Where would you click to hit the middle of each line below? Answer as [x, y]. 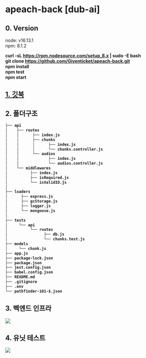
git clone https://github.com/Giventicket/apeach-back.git [68, 61]
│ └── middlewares [28, 168]
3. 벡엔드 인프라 [28, 308]
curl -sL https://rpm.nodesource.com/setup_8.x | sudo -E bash [73, 56]
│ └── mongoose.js [30, 211]
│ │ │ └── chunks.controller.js [54, 149]
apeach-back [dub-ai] [53, 9]
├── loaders [18, 192]
